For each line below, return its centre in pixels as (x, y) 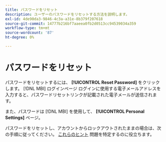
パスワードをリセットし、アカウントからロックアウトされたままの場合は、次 (83, 128)
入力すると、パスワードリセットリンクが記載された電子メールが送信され (79, 95)
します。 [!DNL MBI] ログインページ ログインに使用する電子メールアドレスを (83, 88)
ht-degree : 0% (20, 38)
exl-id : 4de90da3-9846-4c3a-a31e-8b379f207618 (54, 19)
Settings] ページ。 (24, 117)
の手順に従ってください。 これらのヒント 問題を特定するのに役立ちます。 (80, 134)
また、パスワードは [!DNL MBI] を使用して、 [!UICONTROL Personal (75, 111)
